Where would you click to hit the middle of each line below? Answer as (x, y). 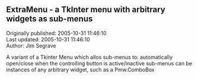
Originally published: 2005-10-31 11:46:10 (56, 33)
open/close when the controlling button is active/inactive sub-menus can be (99, 63)
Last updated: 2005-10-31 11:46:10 (48, 39)
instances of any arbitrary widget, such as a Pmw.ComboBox (81, 70)
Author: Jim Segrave (31, 45)
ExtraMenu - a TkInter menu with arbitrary (86, 10)
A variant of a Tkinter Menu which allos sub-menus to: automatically (90, 57)
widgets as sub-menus (49, 19)
